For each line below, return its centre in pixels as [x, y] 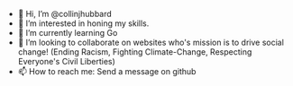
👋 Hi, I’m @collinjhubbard [65, 14]
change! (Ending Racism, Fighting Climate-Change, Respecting [135, 52]
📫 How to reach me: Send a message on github [107, 71]
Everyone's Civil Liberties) [66, 61]
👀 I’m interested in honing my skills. [83, 23]
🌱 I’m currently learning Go [68, 33]
